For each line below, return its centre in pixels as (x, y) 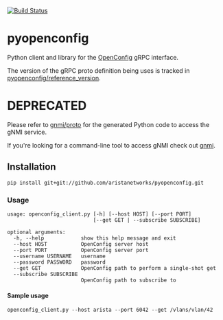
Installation (32, 167)
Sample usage (28, 295)
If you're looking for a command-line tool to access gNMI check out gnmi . (111, 145)
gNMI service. (27, 132)
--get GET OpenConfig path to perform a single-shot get (115, 268)
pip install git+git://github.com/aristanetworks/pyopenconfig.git (106, 183)
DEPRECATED (47, 106)
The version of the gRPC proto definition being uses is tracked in (98, 70)
